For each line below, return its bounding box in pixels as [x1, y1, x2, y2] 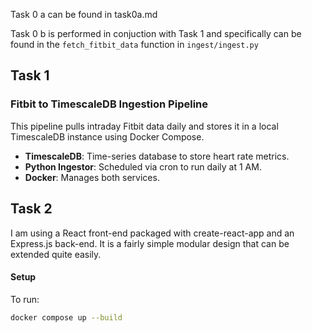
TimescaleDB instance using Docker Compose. [10, 130, 205, 143]
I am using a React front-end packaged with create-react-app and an [10, 227, 295, 239]
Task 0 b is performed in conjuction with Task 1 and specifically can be [10, 28, 302, 39]
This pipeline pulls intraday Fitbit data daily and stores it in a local [10, 120, 279, 132]
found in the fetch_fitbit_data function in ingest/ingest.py [10, 39, 259, 50]
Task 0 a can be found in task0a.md [10, 9, 158, 20]
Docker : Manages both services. [24, 171, 160, 183]
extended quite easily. [10, 248, 102, 260]
